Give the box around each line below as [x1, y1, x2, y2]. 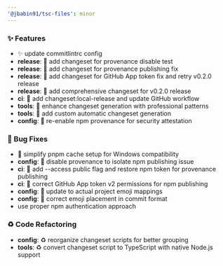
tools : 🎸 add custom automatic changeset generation [17, 109, 172, 118]
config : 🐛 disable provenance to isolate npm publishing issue [17, 157, 194, 166]
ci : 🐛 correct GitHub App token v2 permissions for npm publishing [17, 180, 208, 188]
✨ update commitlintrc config [17, 49, 103, 57]
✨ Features [7, 33, 46, 43]
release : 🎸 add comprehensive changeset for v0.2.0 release [17, 87, 191, 95]
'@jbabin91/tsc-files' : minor [7, 10, 96, 17]
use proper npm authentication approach [17, 202, 137, 211]
